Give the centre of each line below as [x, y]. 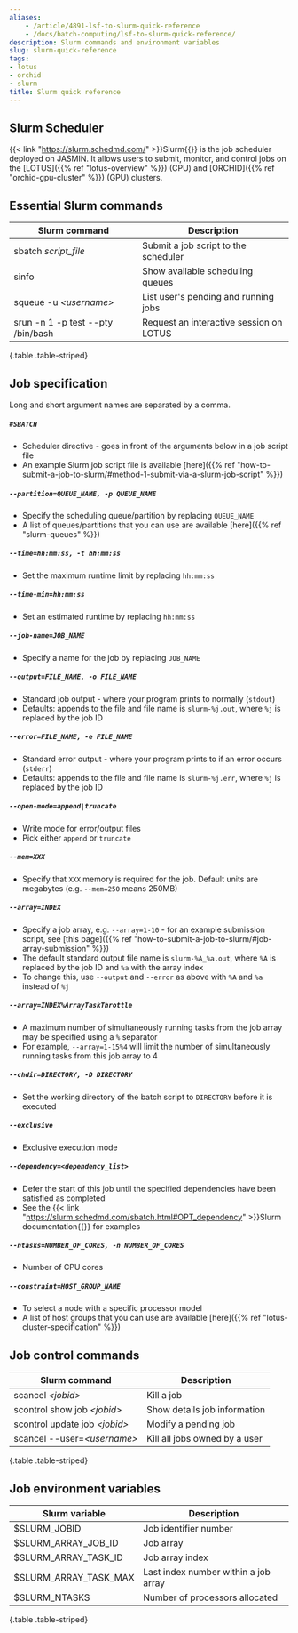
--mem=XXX [27, 857]
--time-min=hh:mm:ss [47, 595]
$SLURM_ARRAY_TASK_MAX [74, 1578]
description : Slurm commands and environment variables [114, 42]
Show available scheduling [197, 271]
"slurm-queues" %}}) [61, 534]
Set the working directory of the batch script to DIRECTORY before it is [147, 1097]
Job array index [176, 1557]
